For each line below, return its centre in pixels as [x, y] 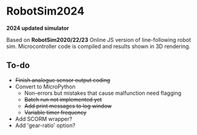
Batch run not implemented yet [63, 99]
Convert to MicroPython [45, 86]
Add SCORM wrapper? [44, 119]
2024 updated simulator [38, 28]
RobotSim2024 [45, 11]
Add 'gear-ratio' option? [45, 125]
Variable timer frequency [55, 112]
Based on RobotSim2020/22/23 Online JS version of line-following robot [99, 40]
